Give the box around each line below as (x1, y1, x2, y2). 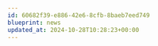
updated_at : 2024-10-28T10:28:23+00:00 (7, 26, 140, 34)
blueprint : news (7, 19, 61, 27)
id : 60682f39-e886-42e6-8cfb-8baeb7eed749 (7, 11, 150, 19)
